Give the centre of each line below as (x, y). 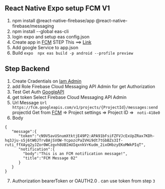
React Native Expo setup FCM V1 (57, 8)
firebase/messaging (33, 26)
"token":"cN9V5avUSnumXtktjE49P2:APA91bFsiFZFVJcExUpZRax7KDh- (87, 136)
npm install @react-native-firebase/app (53, 20)
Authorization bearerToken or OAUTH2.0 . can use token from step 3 (84, 181)
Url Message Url (29, 102)
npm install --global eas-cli (40, 31)
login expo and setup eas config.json (51, 36)
